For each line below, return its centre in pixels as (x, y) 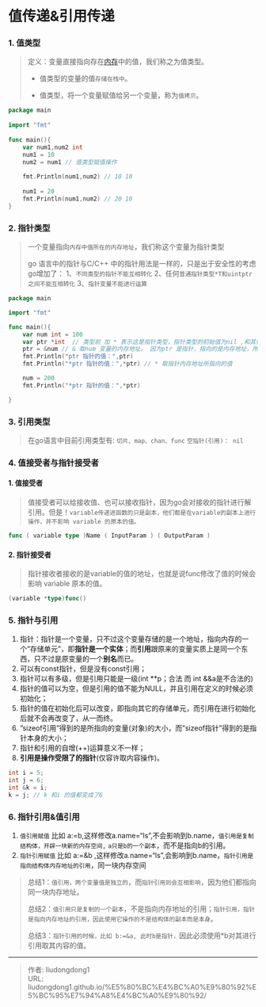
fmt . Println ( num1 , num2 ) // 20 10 (78, 199)
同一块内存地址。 (55, 892)
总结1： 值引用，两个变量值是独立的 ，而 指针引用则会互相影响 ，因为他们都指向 (142, 882)
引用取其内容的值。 (59, 946)
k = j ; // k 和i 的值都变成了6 (55, 795)
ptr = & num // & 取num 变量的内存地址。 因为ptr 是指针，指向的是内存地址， (138, 349)
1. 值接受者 (26, 483)
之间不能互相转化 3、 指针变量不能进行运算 (87, 284)
